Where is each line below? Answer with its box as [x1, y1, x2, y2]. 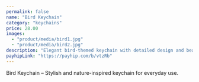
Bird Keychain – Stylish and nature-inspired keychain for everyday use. [6, 69, 179, 76]
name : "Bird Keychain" [6, 14, 62, 20]
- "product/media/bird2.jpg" [11, 42, 84, 48]
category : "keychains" [6, 20, 62, 26]
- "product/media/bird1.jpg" [11, 36, 84, 42]
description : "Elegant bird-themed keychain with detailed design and [6, 48, 184, 53]
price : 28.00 [6, 25, 38, 31]
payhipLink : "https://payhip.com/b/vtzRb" [6, 53, 113, 59]
